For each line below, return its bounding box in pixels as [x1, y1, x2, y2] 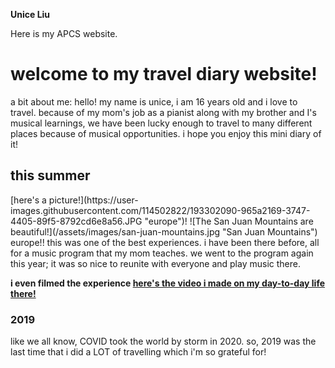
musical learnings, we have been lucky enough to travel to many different [10, 117, 313, 129]
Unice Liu [10, 9, 51, 20]
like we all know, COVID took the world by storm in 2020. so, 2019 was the [10, 335, 317, 348]
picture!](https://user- [48, 194, 139, 206]
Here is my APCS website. [10, 28, 118, 39]
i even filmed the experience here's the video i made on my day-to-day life [10, 277, 325, 289]
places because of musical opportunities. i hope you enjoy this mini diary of [10, 127, 322, 139]
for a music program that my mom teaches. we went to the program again [10, 247, 314, 259]
